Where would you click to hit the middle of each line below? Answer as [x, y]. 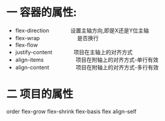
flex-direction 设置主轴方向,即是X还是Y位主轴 [82, 30]
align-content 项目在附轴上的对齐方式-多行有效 [87, 67]
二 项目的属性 [40, 94]
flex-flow [27, 45]
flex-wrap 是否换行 [57, 38]
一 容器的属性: [42, 12]
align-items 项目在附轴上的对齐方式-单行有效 [87, 60]
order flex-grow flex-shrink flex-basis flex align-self [71, 111]
